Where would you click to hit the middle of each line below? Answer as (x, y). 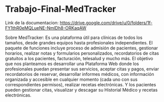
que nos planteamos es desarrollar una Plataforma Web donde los (72, 64)
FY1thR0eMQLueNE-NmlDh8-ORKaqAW (46, 28)
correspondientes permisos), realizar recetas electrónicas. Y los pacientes (81, 84)
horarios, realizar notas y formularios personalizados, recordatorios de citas (82, 53)
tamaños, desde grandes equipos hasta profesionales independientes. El (79, 42)
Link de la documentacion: (32, 23)
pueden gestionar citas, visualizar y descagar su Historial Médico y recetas (81, 90)
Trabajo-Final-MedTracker (61, 9)
